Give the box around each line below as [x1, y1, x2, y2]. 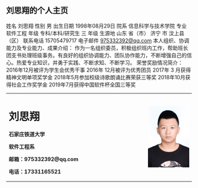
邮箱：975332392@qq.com [8, 155, 78, 163]
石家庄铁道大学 [8, 130, 45, 137]
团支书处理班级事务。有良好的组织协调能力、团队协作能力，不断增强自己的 [6, 52, 187, 59]
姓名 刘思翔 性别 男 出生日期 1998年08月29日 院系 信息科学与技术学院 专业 [6, 22, 187, 29]
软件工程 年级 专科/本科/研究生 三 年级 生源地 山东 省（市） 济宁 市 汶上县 [6, 29, 184, 36]
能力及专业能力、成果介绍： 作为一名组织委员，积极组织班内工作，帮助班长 [6, 44, 189, 51]
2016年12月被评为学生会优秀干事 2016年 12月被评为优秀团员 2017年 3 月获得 [6, 66, 192, 73]
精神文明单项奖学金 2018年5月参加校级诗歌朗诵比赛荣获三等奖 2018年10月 [6, 73, 186, 80]
